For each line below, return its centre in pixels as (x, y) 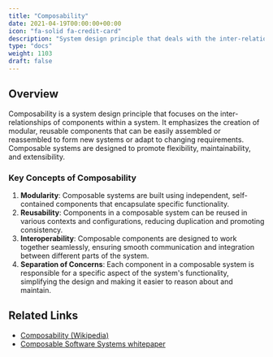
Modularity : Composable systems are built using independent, (125, 195)
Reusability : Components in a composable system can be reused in (134, 213)
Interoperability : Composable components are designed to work (128, 238)
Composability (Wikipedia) (65, 335)
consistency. (41, 230)
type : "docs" (30, 46)
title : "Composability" (49, 16)
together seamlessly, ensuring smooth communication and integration (137, 247)
